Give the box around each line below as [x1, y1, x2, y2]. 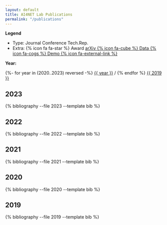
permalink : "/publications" [5, 16, 64, 21]
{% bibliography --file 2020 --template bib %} [5, 186, 100, 192]
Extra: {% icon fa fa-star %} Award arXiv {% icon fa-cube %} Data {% [12, 45, 156, 51]
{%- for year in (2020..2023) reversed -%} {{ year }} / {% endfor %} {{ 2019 [5, 70, 162, 76]
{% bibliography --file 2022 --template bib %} [5, 131, 100, 136]
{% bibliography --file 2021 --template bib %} [5, 158, 99, 164]
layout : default [5, 7, 39, 12]
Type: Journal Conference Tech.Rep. [12, 40, 88, 46]
